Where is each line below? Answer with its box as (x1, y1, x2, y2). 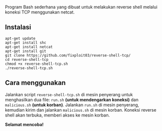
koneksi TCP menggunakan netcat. (5, 9, 75, 15)
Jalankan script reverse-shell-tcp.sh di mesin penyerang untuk (5, 91, 133, 97)
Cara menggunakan (5, 79, 66, 87)
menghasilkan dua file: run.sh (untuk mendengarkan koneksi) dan (5, 97, 139, 102)
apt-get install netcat (5, 44, 53, 49)
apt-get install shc (5, 40, 47, 45)
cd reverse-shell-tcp (5, 57, 49, 62)
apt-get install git (5, 48, 47, 54)
